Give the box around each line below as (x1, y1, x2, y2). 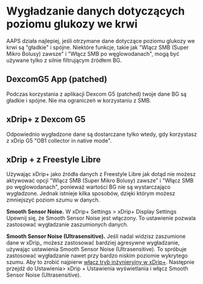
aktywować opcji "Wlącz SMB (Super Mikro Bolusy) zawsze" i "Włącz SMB (6, 177, 194, 184)
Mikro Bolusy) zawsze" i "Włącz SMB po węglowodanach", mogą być (6, 50, 180, 57)
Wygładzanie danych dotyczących (6, 4, 185, 18)
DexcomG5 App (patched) (6, 74, 108, 84)
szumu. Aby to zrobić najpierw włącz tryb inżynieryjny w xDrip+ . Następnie (6, 259, 194, 266)
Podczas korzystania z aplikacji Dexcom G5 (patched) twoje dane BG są (6, 90, 187, 98)
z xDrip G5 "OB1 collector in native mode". (6, 137, 112, 144)
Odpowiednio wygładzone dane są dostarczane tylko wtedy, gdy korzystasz (6, 130, 198, 138)
